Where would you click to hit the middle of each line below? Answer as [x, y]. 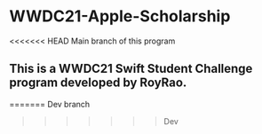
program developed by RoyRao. [98, 83]
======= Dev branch [50, 104]
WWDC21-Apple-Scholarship [120, 16]
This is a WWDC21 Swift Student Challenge [131, 69]
